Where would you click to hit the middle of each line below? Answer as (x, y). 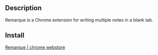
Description (23, 8)
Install (15, 36)
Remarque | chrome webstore (35, 47)
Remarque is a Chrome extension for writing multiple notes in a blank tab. (79, 20)
